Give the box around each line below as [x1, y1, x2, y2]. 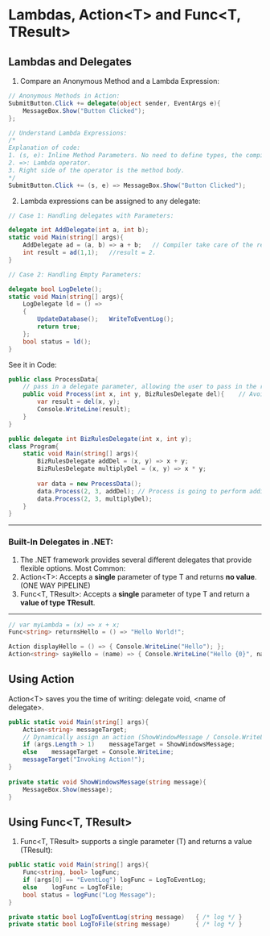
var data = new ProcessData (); [37, 480, 142, 488]
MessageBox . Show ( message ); [22, 785, 113, 793]
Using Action [8, 672, 75, 686]
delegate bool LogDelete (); [8, 285, 103, 293]
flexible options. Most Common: [19, 563, 126, 573]
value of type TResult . [19, 597, 96, 607]
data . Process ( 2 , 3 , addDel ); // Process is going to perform [37, 487, 247, 495]
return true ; [37, 322, 81, 331]
